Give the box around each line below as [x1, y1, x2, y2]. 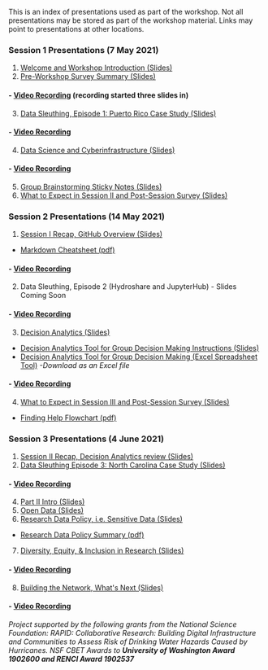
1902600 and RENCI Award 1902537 [8, 654, 135, 663]
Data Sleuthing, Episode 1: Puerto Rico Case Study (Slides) [19, 108, 217, 118]
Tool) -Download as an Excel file [19, 360, 130, 370]
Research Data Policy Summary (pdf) [19, 530, 145, 540]
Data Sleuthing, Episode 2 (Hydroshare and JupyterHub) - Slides [19, 282, 237, 291]
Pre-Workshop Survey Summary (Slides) [19, 72, 156, 81]
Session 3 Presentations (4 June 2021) [8, 433, 165, 444]
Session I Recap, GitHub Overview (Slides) [19, 230, 163, 239]
